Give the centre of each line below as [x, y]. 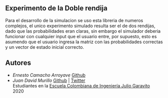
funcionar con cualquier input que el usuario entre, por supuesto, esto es [81, 36]
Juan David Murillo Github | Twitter [49, 80]
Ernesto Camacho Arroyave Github [49, 75]
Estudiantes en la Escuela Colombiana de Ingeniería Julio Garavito [81, 85]
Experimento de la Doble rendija [56, 8]
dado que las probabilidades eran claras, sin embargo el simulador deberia [83, 31]
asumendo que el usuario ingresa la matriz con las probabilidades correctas [84, 42]
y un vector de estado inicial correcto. [45, 47]
